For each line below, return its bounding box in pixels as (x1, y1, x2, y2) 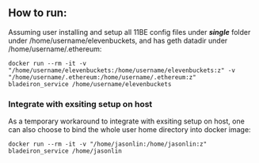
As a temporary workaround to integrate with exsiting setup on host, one (8, 116, 246, 126)
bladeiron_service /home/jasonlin (8, 147, 123, 155)
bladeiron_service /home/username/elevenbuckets (8, 80, 172, 88)
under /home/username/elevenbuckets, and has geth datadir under (8, 36, 228, 45)
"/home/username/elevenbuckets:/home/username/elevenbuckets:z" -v (8, 66, 236, 74)
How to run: (8, 6, 67, 20)
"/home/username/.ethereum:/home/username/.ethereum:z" (8, 73, 196, 81)
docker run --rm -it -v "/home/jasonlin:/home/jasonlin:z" (8, 140, 208, 149)
